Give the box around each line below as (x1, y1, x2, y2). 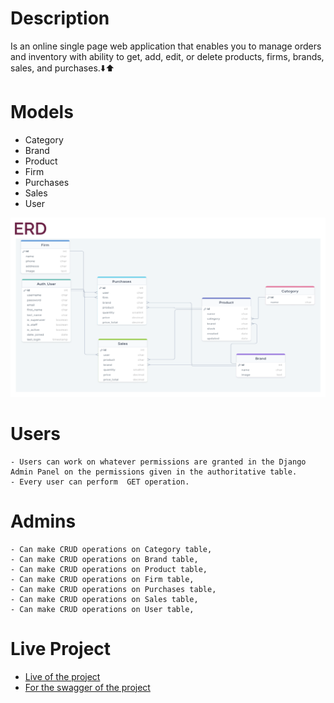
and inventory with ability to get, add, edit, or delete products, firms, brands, (10, 50, 325, 62)
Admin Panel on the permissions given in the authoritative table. (10, 467, 298, 477)
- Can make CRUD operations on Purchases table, (10, 584, 217, 594)
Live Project (10, 637, 112, 660)
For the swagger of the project (24, 681, 151, 693)
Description (10, 7, 110, 30)
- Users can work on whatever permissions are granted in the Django (10, 457, 307, 467)
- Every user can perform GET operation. (10, 477, 190, 487)
